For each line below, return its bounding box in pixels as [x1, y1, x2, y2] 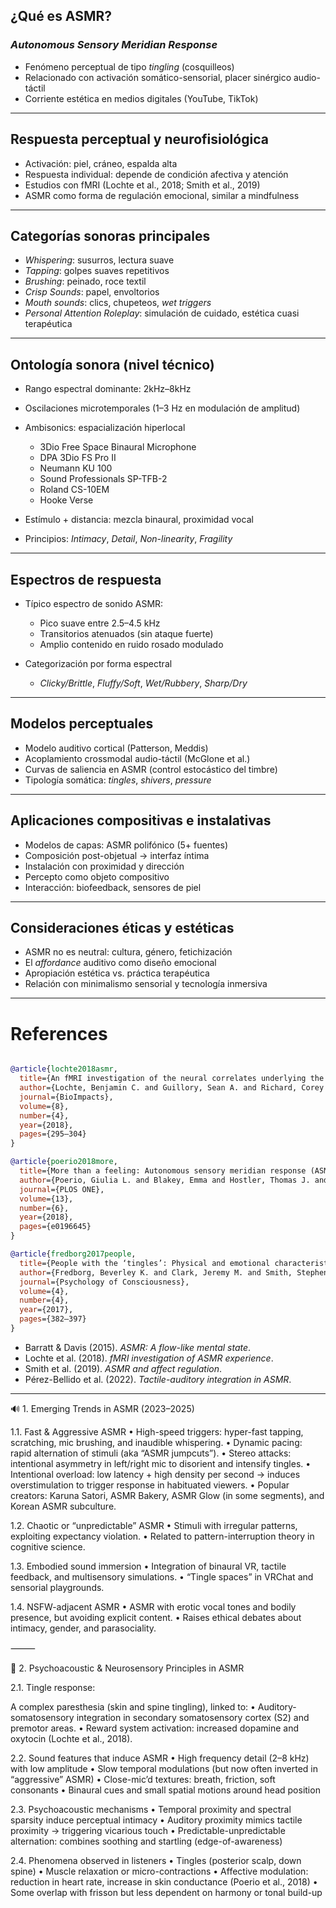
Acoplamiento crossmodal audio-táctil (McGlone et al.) [24, 752, 251, 764]
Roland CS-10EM [39, 484, 110, 496]
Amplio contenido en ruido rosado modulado [39, 638, 224, 650]
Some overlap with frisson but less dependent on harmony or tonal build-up [10, 1886, 323, 1898]
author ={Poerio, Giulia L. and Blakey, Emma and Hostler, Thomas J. [19, 1175, 311, 1185]
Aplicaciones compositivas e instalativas [10, 812, 272, 829]
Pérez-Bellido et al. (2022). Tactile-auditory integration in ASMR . [24, 1373, 292, 1385]
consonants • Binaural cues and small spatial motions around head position [10, 1784, 321, 1796]
